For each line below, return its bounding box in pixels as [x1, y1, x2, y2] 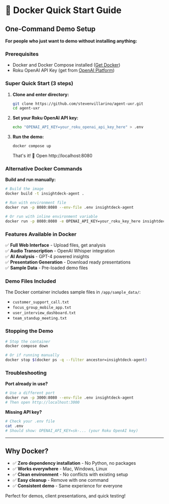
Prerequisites [5, 50, 39, 57]
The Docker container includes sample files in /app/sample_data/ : [5, 289, 141, 295]
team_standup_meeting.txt [12, 316, 67, 321]
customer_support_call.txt [12, 300, 69, 305]
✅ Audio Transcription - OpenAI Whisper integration [5, 247, 115, 254]
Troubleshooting [5, 369, 47, 376]
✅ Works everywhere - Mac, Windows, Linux [12, 466, 108, 472]
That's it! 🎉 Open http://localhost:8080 [12, 153, 93, 159]
